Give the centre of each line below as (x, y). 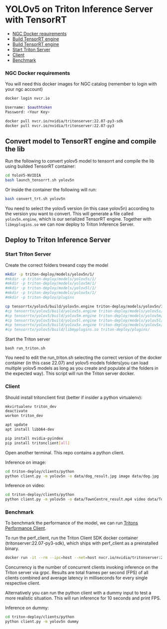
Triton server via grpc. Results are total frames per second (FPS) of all (77, 573)
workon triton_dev (24, 416)
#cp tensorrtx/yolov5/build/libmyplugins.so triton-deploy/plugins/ (78, 330)
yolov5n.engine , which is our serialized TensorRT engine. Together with (78, 219)
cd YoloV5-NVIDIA (23, 176)
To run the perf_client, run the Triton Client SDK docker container (72, 538)
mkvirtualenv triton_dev (31, 406)
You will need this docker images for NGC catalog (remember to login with (81, 84)
